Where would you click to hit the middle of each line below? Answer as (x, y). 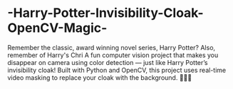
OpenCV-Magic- (57, 28)
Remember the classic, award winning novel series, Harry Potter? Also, (112, 47)
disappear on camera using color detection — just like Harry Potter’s (108, 62)
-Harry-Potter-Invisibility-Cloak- (106, 13)
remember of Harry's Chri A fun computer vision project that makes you (113, 55)
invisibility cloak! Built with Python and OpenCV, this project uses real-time (117, 70)
